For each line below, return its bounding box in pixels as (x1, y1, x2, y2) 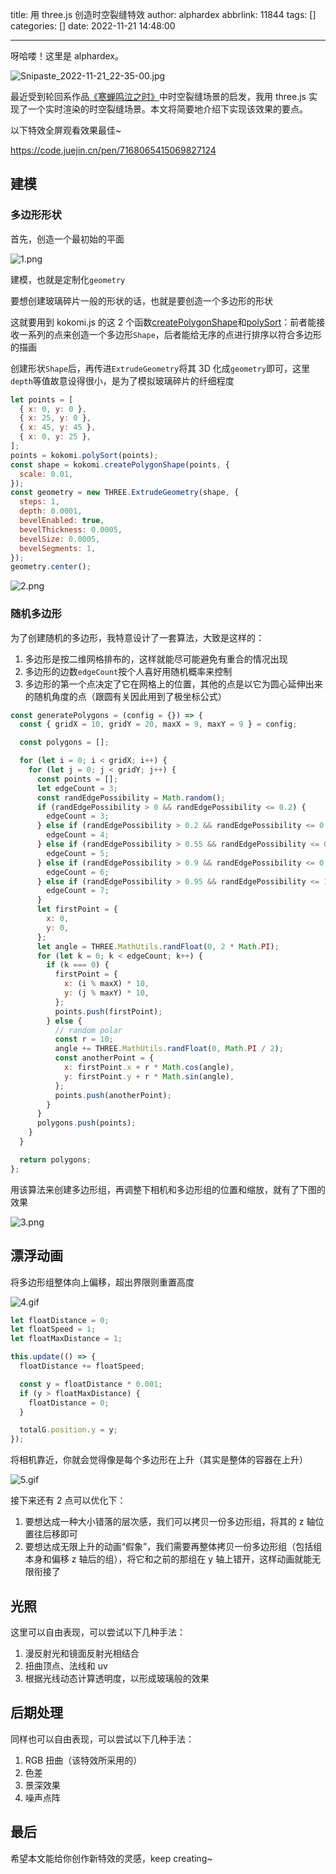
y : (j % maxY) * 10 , (63, 988, 150, 998)
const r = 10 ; (54, 1034, 114, 1045)
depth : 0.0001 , (19, 506, 83, 517)
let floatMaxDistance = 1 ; (10, 1334, 123, 1344)
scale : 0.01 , (19, 469, 74, 479)
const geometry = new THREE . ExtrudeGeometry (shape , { (10, 488, 240, 498)
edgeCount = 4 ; (46, 830, 110, 840)
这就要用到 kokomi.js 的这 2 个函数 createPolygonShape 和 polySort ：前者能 (10, 316, 317, 328)
